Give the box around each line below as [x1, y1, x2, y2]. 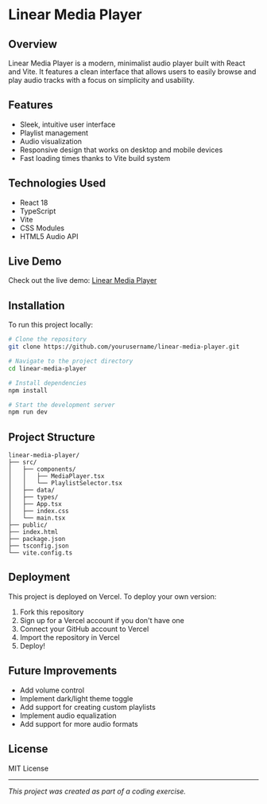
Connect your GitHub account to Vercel [19, 624, 149, 633]
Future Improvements [8, 664, 118, 678]
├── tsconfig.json [8, 542, 69, 551]
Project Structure [8, 430, 95, 444]
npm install [8, 386, 48, 394]
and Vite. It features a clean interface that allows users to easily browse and [8, 67, 257, 76]
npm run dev [8, 408, 48, 416]
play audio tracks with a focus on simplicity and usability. [8, 76, 195, 84]
